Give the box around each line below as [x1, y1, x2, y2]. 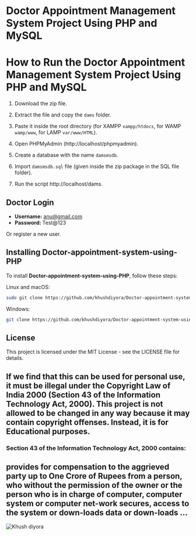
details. [6, 355, 24, 362]
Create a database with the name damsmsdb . [14, 152, 118, 159]
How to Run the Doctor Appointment [6, 56, 185, 69]
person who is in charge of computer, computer [6, 490, 183, 500]
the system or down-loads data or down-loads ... [6, 508, 188, 518]
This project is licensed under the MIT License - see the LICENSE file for [6, 348, 180, 355]
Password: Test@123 [14, 219, 66, 226]
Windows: [6, 305, 30, 312]
